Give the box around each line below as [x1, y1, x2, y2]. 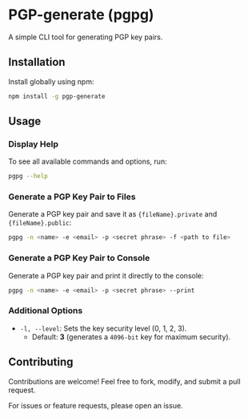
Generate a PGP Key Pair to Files [8, 191, 136, 202]
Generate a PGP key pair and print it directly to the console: [8, 270, 204, 280]
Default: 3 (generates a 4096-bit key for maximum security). [31, 331, 231, 342]
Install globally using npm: [8, 76, 94, 86]
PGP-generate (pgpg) [8, 6, 154, 24]
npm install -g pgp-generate [8, 92, 106, 100]
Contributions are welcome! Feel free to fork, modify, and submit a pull [8, 376, 242, 386]
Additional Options [8, 305, 83, 316]
